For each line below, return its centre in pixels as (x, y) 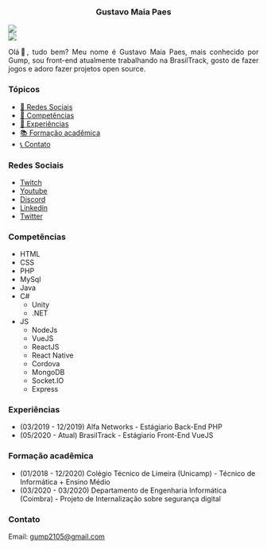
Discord (33, 199)
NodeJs (44, 330)
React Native (52, 355)
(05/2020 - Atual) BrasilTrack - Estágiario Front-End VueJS (116, 435)
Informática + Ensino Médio (65, 481)
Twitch (31, 182)
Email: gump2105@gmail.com (57, 537)
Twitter (31, 216)
